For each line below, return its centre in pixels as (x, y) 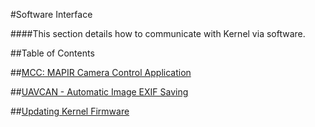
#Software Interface (51, 14)
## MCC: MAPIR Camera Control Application (101, 72)
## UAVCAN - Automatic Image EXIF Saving (99, 92)
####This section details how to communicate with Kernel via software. (158, 33)
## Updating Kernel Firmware (70, 111)
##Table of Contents (52, 53)
